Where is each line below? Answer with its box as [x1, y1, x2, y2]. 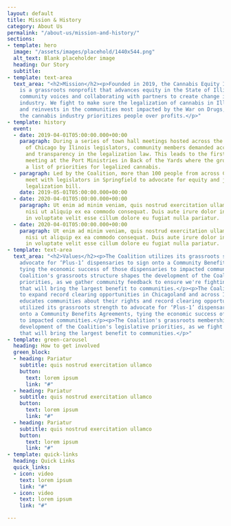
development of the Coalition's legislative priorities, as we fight [19, 323, 223, 330]
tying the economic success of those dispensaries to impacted [19, 265, 205, 272]
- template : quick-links [7, 451, 78, 458]
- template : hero [7, 42, 57, 49]
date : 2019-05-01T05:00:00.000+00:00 [19, 189, 128, 196]
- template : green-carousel [7, 336, 88, 343]
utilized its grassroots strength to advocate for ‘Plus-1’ [19, 304, 195, 311]
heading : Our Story [13, 61, 69, 68]
